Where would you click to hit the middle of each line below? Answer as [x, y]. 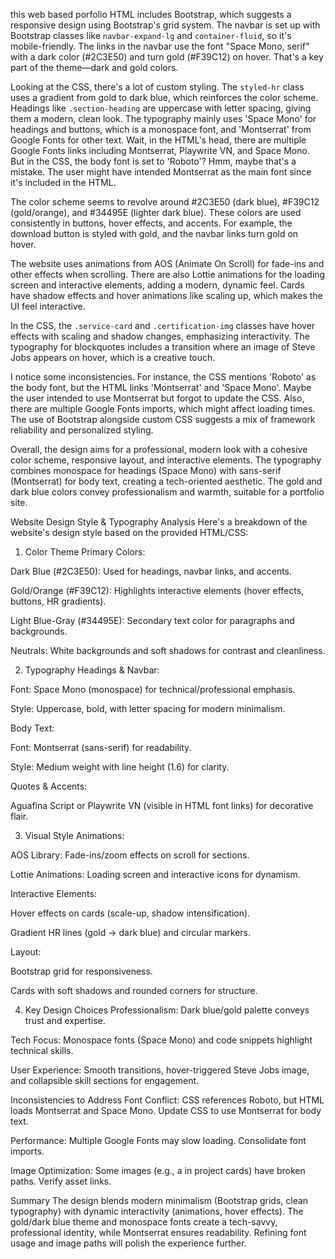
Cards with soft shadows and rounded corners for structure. [134, 990]
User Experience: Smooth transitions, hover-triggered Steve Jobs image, [160, 1070]
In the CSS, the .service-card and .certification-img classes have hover [163, 325]
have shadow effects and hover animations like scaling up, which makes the [166, 295]
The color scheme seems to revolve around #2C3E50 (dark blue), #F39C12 [165, 202]
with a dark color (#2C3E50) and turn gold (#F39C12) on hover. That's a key [167, 57]
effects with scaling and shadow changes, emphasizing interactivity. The [160, 336]
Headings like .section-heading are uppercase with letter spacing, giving [161, 108]
